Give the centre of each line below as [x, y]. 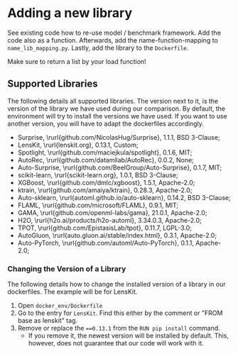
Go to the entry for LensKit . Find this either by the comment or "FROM [120, 313]
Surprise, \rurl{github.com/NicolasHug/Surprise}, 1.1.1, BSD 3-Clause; [119, 137]
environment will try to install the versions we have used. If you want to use [117, 116]
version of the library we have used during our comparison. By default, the [117, 109]
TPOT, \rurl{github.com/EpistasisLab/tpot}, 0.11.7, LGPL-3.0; [104, 228]
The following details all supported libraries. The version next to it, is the [113, 101]
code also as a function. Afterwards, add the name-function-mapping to [113, 40]
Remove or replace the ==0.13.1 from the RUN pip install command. [119, 328]
